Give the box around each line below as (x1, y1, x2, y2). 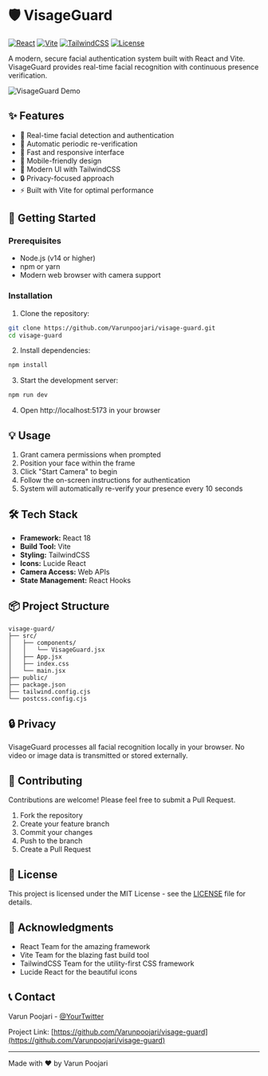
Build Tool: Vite (19, 541, 71, 551)
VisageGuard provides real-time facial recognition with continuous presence (8, 61, 259, 72)
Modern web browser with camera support (19, 271, 161, 280)
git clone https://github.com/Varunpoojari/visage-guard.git (8, 324, 216, 332)
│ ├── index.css (8, 659, 69, 667)
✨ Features (8, 109, 65, 123)
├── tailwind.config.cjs (8, 687, 91, 695)
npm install (8, 361, 48, 370)
